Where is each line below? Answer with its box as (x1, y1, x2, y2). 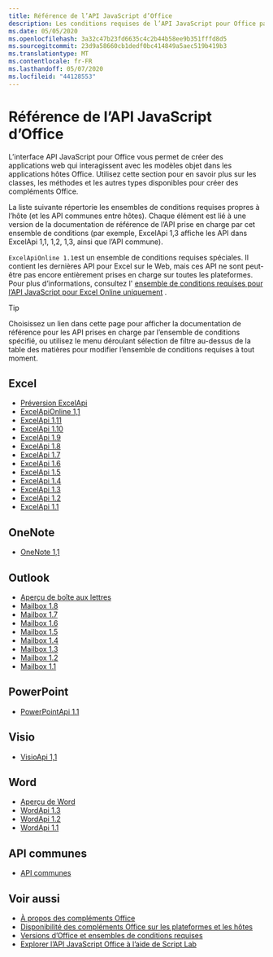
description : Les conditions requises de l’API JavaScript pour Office (8, 20, 256, 28)
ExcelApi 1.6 (19, 459, 61, 469)
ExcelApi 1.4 (19, 476, 62, 486)
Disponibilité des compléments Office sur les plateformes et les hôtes (19, 922, 253, 932)
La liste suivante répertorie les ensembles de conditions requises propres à (8, 202, 260, 212)
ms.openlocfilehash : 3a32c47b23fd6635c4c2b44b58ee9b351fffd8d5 (8, 34, 227, 43)
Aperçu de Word (19, 797, 76, 806)
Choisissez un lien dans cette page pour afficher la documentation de (8, 318, 241, 328)
